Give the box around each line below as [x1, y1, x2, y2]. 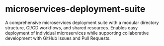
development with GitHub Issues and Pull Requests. [5, 35, 111, 41]
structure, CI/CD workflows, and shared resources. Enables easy [5, 24, 138, 30]
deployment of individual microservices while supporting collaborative [5, 30, 149, 36]
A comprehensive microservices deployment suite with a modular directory [5, 20, 159, 25]
